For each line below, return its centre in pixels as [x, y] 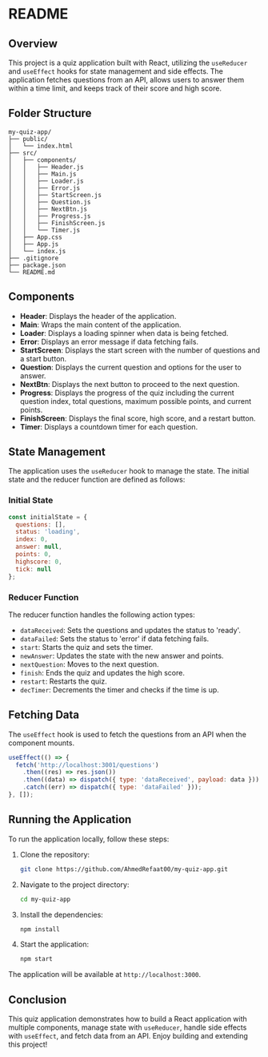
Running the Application [70, 819]
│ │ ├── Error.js [44, 188]
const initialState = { [48, 517]
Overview [33, 44]
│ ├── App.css [35, 237]
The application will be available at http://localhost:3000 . [105, 974]
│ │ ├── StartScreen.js [55, 195]
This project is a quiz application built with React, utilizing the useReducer [128, 63]
